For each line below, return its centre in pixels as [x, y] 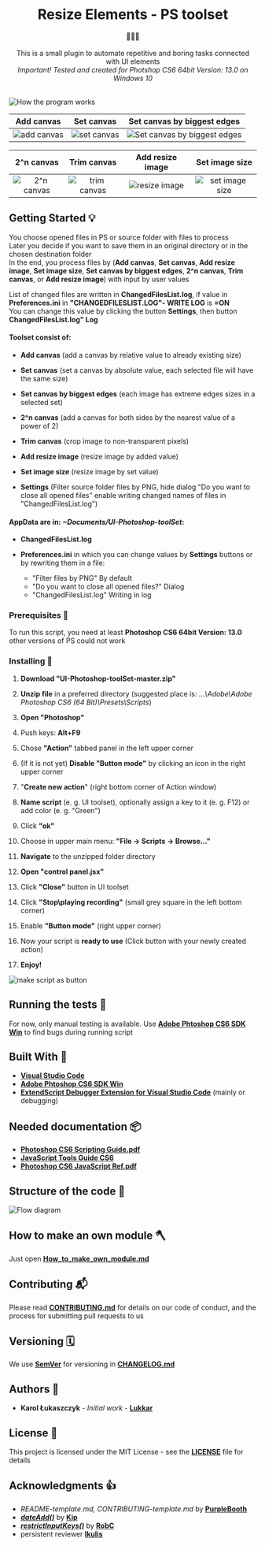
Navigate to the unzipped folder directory [88, 856]
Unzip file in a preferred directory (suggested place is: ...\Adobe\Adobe [136, 693]
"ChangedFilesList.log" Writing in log [92, 595]
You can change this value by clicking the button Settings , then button [123, 311]
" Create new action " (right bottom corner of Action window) [118, 786]
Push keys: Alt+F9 [50, 732]
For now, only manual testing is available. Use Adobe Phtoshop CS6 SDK [127, 1024]
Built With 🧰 [38, 1056]
